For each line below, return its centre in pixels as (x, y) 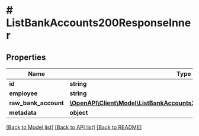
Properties (26, 57)
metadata (23, 113)
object (79, 113)
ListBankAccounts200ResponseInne (99, 23)
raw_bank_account (36, 103)
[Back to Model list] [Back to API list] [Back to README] (74, 127)
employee (23, 93)
